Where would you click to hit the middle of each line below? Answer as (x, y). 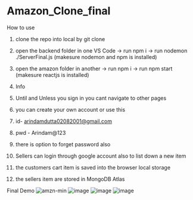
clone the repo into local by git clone (60, 39)
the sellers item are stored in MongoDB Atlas (70, 179)
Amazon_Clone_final (59, 11)
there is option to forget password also (63, 144)
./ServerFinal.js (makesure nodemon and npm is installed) (86, 57)
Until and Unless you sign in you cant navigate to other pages (91, 98)
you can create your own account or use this (70, 109)
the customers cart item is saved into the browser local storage (93, 167)
